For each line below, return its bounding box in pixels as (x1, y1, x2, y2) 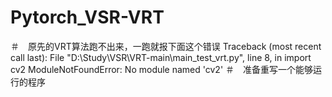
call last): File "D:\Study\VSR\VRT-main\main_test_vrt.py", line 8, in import (10, 51, 312, 63)
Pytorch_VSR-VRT (10, 6, 165, 29)
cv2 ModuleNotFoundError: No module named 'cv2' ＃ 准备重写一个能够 (10, 63, 314, 75)
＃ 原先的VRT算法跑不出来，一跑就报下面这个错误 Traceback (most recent (10, 40, 322, 52)
